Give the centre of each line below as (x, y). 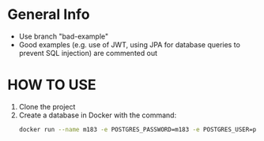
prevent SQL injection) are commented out (88, 53)
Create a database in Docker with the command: (98, 115)
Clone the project (47, 106)
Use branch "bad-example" (64, 36)
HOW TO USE (52, 85)
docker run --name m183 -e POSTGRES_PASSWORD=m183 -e (109, 129)
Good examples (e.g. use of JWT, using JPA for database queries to (129, 44)
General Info (49, 15)
